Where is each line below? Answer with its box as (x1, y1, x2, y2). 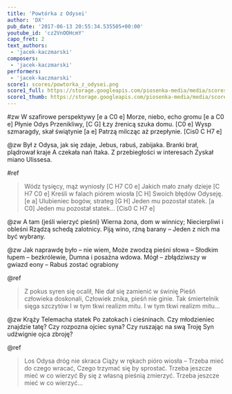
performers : (7, 68, 41, 75)
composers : (7, 55, 39, 62)
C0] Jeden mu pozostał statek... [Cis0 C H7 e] (23, 205, 155, 212)
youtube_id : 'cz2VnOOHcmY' (7, 29, 85, 37)
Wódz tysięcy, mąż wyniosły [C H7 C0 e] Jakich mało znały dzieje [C (23, 182, 220, 190)
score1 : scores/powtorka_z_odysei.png (7, 81, 119, 88)
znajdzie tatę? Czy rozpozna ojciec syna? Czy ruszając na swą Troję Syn (7, 323, 214, 330)
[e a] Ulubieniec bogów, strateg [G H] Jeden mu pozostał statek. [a (23, 197, 215, 205)
